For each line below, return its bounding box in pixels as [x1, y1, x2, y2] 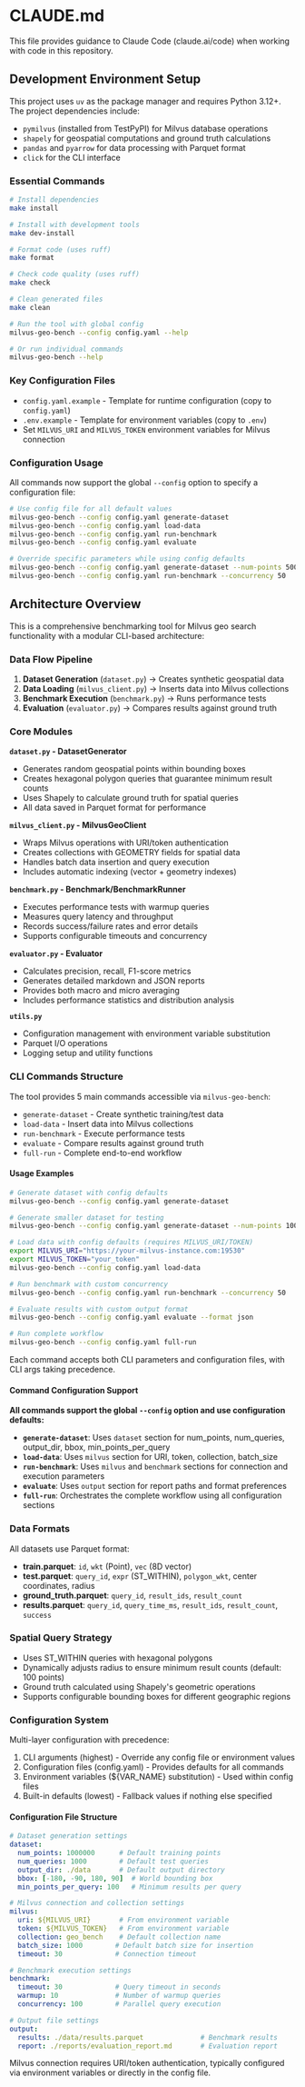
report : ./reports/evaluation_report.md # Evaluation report [17, 2042, 279, 2051]
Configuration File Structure [9, 1811, 118, 1822]
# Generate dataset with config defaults [9, 1188, 169, 1197]
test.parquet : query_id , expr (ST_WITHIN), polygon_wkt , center [22, 1570, 258, 1582]
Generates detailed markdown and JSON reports [22, 975, 206, 986]
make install [9, 204, 59, 213]
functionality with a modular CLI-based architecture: [9, 630, 205, 641]
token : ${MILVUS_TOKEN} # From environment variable [17, 1924, 230, 1933]
